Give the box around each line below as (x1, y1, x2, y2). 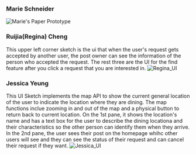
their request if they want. (6, 142, 68, 149)
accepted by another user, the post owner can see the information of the (6, 52, 181, 59)
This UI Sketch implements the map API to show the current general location (6, 92, 190, 99)
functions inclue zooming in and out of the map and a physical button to (6, 105, 180, 112)
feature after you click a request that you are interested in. (6, 64, 146, 71)
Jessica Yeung (6, 79, 49, 87)
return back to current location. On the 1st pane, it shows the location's (6, 111, 177, 118)
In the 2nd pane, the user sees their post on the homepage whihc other (6, 129, 178, 136)
